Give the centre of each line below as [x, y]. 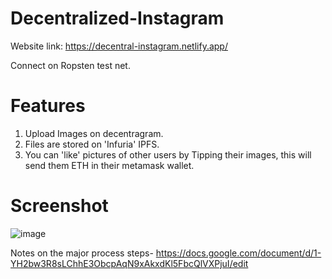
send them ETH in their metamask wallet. [109, 165]
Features [48, 106]
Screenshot [59, 206]
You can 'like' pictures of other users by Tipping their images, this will [168, 154]
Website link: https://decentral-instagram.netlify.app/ [119, 46]
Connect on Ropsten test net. [70, 65]
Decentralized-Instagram [117, 18]
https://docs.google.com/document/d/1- [238, 253]
